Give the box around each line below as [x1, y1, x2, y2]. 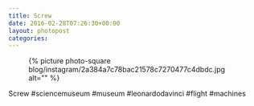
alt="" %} [28, 73, 60, 83]
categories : [8, 34, 48, 43]
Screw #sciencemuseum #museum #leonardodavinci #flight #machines [8, 89, 247, 99]
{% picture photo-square [28, 56, 111, 66]
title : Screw [8, 11, 52, 20]
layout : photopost [8, 26, 70, 35]
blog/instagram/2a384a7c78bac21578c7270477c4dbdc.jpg [28, 65, 226, 75]
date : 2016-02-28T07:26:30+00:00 [8, 19, 121, 27]
